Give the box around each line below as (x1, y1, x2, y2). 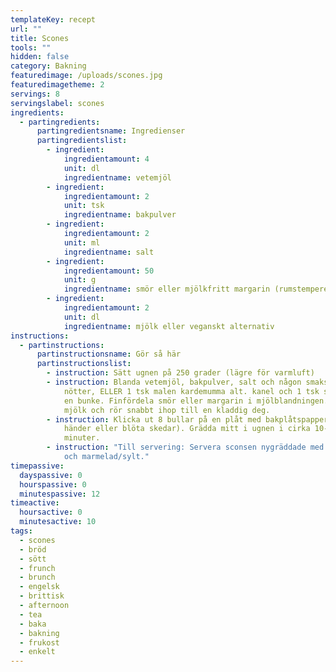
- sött (19, 554, 47, 564)
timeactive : (10, 498, 60, 508)
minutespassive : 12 (19, 489, 101, 499)
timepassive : (10, 461, 65, 471)
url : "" (10, 24, 43, 34)
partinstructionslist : (36, 359, 132, 369)
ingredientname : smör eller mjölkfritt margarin (63, 284, 271, 295)
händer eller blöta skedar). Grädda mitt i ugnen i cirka (63, 424, 311, 434)
